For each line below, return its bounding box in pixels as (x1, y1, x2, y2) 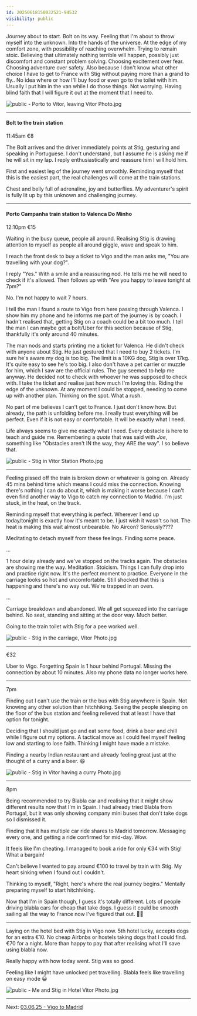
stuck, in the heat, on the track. (6, 499, 81, 506)
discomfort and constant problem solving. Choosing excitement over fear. (6, 58, 184, 65)
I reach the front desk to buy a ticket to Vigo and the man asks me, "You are (6, 252, 189, 259)
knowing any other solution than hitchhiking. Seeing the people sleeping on (6, 703, 188, 710)
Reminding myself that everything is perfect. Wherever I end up (6, 511, 159, 518)
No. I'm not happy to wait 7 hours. (6, 294, 88, 301)
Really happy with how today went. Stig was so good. (6, 957, 135, 964)
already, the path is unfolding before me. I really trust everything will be (6, 409, 178, 417)
